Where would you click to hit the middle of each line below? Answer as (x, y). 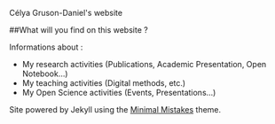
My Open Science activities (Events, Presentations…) (119, 93)
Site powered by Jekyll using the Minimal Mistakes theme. (115, 109)
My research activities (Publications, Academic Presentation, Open (144, 64)
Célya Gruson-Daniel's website (66, 13)
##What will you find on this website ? (79, 30)
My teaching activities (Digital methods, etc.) (104, 83)
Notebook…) (45, 74)
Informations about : (46, 47)
